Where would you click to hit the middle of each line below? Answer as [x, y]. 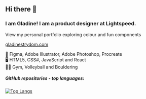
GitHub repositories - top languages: [45, 78]
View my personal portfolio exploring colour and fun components [73, 34]
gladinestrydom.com [27, 44]
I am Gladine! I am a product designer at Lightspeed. [71, 24]
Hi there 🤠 [21, 9]
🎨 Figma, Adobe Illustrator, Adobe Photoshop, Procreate [64, 54]
